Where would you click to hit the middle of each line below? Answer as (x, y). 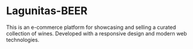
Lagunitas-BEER (47, 11)
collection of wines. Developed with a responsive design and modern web (96, 33)
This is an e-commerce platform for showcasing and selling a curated (91, 27)
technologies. (23, 40)
